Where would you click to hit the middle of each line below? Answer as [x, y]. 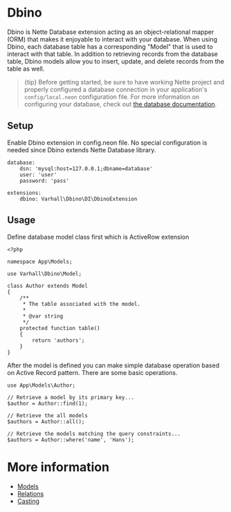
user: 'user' [38, 174]
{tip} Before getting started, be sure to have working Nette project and [124, 82]
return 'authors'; [58, 340]
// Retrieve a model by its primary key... [71, 397]
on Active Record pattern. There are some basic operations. [92, 372]
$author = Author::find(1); [48, 403]
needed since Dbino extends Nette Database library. [82, 149]
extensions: [24, 193]
